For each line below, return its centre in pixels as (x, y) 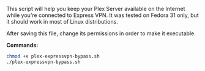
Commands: (22, 45)
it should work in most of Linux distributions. (62, 22)
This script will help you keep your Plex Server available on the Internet (96, 9)
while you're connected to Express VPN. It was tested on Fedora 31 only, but (102, 15)
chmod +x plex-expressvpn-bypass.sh (53, 56)
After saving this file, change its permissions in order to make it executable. (101, 33)
